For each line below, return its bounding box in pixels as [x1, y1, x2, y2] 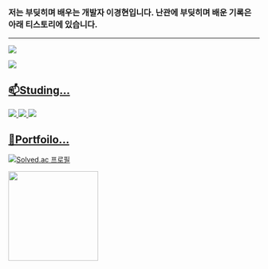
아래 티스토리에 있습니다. [8, 18, 98, 29]
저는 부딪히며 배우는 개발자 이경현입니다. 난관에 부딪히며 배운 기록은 [8, 6, 252, 18]
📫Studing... [8, 84, 70, 97]
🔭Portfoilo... [8, 133, 70, 146]
